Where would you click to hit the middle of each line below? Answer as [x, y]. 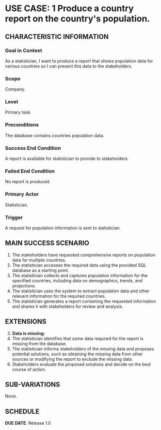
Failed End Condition [30, 171]
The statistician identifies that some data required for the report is [78, 338]
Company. [15, 89]
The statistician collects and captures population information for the [80, 275]
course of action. [29, 369]
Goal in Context [24, 50]
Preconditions [22, 125]
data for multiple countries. [39, 260]
